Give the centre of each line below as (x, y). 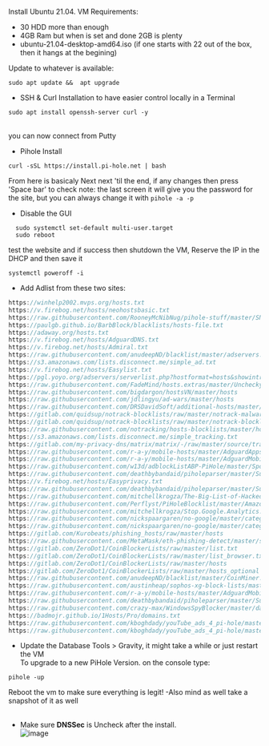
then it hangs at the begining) (68, 52)
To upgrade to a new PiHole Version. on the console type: (115, 663)
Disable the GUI (46, 213)
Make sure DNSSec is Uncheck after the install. (98, 725)
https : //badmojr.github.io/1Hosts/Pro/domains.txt (94, 615)
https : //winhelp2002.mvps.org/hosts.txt (77, 303)
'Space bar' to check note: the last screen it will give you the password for (131, 189)
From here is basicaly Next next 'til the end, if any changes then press (123, 181)
